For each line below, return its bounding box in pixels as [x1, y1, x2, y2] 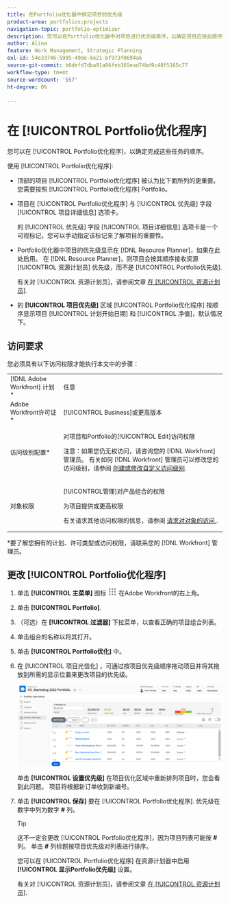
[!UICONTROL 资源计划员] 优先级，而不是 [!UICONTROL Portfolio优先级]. [16, 263, 222, 271]
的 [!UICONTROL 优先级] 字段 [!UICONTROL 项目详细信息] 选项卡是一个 [16, 223, 218, 231]
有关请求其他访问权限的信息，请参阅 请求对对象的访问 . [63, 516, 218, 525]
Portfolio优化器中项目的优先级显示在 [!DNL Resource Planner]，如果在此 [16, 246, 221, 254]
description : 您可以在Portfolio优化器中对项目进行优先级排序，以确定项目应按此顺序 [7, 33, 222, 40]
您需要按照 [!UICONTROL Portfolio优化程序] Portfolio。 [16, 185, 171, 194]
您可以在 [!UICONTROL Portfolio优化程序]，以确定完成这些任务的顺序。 [7, 148, 207, 156]
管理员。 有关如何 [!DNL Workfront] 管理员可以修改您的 [63, 455, 219, 464]
